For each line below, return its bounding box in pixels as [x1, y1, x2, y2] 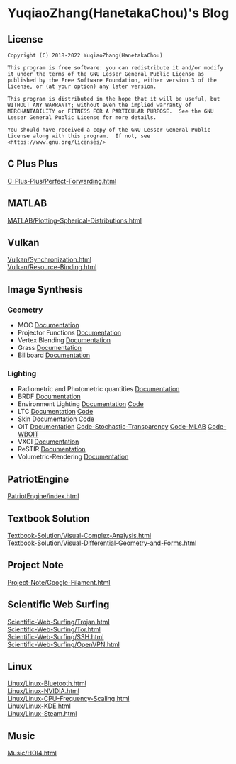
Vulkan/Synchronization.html [7, 255, 92, 264]
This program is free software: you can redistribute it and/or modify [7, 64, 223, 72]
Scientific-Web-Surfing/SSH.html [7, 632, 104, 641]
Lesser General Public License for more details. [7, 114, 157, 121]
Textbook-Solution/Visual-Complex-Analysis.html [7, 532, 152, 540]
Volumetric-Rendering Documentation [17, 452, 129, 461]
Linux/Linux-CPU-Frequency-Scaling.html [7, 695, 130, 703]
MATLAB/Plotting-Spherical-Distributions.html [7, 216, 142, 225]
